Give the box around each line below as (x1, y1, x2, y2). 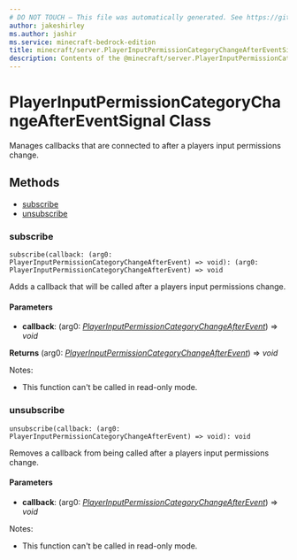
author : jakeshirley (9, 21, 86, 30)
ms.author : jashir (9, 29, 77, 38)
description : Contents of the (9, 54, 121, 63)
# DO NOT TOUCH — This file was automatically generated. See (9, 12, 243, 22)
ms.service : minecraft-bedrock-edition (9, 37, 156, 47)
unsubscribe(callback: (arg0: (9, 424, 121, 433)
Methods (9, 175, 60, 190)
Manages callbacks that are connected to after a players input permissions (9, 140, 281, 150)
